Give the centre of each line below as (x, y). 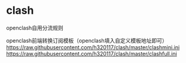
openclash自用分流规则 (35, 28)
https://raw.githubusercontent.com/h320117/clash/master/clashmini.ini (93, 47)
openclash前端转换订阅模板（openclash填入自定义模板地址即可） (87, 40)
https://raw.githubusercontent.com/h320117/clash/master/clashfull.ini (92, 53)
